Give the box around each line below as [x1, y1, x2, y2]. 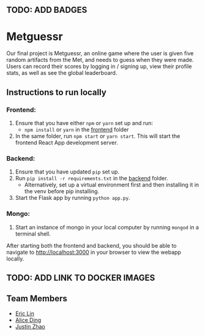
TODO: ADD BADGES [6, 5, 88, 15]
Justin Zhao [15, 323, 45, 330]
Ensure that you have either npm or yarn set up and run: [15, 120, 154, 127]
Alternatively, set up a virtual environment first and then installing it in [24, 181, 199, 189]
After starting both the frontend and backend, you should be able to [6, 242, 177, 249]
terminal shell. [15, 230, 51, 237]
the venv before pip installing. [24, 188, 100, 195]
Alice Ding [15, 316, 42, 324]
